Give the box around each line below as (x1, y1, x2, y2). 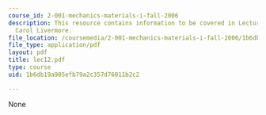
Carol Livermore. (15, 26, 73, 34)
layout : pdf (8, 48, 47, 56)
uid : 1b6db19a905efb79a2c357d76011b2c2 (8, 71, 140, 79)
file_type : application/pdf (8, 41, 101, 49)
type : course (8, 63, 51, 71)
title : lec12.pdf (8, 56, 66, 64)
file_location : (8, 33, 59, 42)
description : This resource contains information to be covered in (8, 19, 236, 27)
